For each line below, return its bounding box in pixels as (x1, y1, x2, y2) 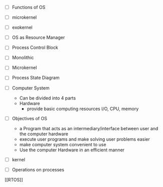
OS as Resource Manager (12, 35, 65, 41)
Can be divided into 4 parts (19, 95, 76, 101)
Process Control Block (12, 45, 58, 51)
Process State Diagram (12, 75, 60, 81)
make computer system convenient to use (19, 141, 106, 147)
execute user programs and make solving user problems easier (19, 136, 150, 142)
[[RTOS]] (5, 176, 23, 182)
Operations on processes (12, 166, 65, 172)
